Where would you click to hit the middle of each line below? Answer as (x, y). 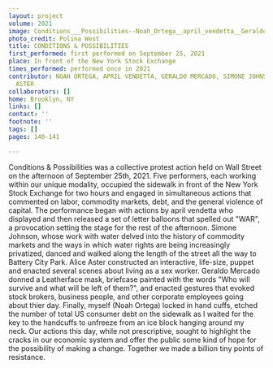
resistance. (27, 357)
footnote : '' (30, 122)
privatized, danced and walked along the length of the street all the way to (133, 253)
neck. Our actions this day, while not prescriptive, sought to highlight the (130, 331)
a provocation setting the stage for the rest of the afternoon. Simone (123, 227)
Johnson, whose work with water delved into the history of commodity (127, 236)
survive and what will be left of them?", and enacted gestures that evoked (131, 288)
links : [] (25, 106)
